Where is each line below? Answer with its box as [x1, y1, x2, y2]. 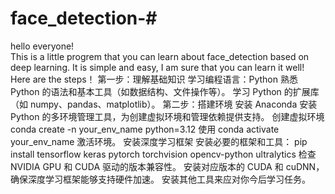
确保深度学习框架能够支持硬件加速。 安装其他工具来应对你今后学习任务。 [10, 173, 311, 185]
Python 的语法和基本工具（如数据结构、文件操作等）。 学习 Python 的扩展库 [10, 85, 320, 97]
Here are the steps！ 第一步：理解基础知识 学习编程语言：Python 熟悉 [10, 73, 298, 85]
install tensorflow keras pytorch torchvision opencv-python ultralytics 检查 [10, 148, 317, 160]
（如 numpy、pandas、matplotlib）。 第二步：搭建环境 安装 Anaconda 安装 [10, 98, 318, 110]
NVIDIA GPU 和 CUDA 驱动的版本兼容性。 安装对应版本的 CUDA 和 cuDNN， [10, 160, 325, 172]
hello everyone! [10, 40, 75, 52]
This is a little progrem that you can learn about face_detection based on [10, 50, 310, 62]
